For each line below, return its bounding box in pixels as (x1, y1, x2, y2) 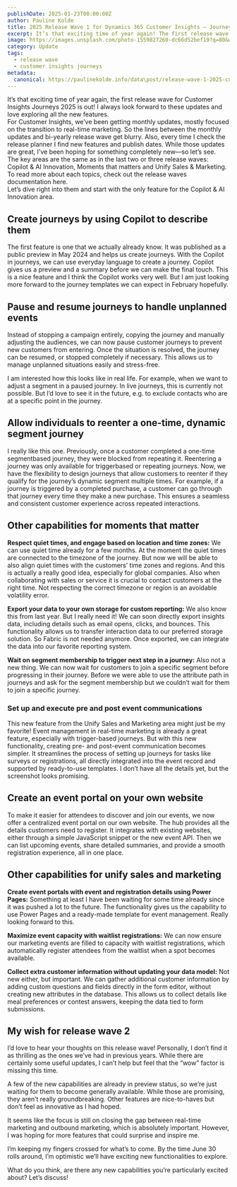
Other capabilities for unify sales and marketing (7, 869, 222, 881)
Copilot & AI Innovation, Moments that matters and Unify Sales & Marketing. (7, 163, 227, 171)
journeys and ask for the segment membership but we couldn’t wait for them (7, 678, 230, 686)
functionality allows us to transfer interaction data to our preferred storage (7, 627, 224, 635)
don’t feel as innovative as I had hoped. (7, 1102, 121, 1111)
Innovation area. (7, 193, 54, 201)
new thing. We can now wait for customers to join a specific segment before (7, 663, 229, 671)
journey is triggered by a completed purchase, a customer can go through (7, 484, 222, 492)
